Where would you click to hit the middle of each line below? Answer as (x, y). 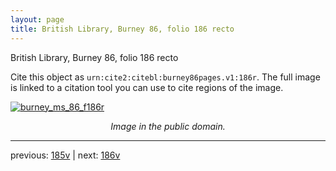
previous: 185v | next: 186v (65, 155)
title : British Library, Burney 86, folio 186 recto (122, 29)
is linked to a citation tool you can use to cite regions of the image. (147, 87)
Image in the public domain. (168, 126)
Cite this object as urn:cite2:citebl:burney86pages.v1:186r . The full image (165, 77)
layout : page (37, 19)
